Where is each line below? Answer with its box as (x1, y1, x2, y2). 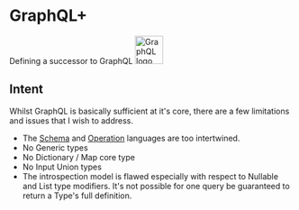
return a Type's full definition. (22, 190, 132, 201)
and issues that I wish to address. (9, 114, 133, 126)
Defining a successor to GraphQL (9, 55, 133, 66)
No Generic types (22, 142, 88, 153)
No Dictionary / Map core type (22, 151, 135, 162)
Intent (9, 82, 43, 97)
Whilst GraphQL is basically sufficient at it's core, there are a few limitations (9, 105, 290, 116)
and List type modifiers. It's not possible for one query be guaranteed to (22, 180, 290, 191)
